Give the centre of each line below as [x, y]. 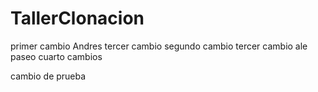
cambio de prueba [48, 76]
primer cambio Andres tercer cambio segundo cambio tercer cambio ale [159, 46]
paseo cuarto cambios [56, 56]
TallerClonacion [77, 18]
